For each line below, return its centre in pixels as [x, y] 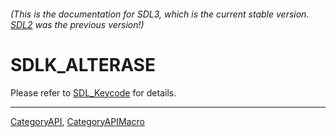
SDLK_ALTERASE [83, 64]
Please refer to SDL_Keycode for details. [93, 92]
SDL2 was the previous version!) [77, 24]
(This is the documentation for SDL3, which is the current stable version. [160, 14]
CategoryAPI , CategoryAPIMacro [77, 121]
